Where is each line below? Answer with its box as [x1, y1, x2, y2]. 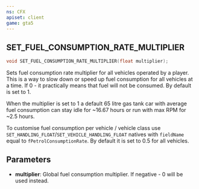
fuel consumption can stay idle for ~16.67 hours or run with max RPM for [6, 107, 186, 114]
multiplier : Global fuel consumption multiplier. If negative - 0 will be [14, 170, 183, 178]
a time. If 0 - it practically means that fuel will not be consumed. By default [6, 82, 192, 89]
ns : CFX [6, 8, 26, 15]
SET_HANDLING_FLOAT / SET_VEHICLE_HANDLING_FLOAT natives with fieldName [6, 131, 185, 138]
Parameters [6, 155, 51, 165]
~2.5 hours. [6, 113, 35, 120]
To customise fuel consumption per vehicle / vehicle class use [6, 125, 161, 132]
